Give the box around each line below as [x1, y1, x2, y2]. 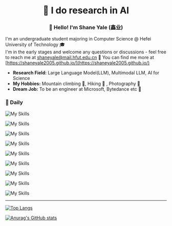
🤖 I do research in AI [42, 5, 130, 16]
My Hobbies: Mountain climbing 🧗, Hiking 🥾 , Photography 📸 [12, 80, 141, 87]
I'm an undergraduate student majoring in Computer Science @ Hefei [5, 36, 152, 42]
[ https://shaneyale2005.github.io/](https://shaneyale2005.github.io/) [5, 60, 150, 66]
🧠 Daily [5, 99, 23, 106]
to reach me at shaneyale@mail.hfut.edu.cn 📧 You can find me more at [5, 54, 155, 60]
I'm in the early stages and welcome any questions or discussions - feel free [5, 49, 166, 55]
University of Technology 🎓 [5, 42, 66, 48]
